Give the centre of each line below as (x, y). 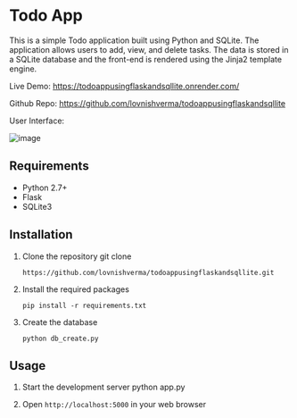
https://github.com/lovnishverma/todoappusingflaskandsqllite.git (148, 272)
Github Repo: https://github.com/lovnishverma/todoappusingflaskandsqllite (148, 103)
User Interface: (37, 121)
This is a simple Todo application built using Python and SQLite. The (134, 40)
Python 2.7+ (45, 188)
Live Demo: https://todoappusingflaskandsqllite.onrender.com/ (124, 86)
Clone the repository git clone (77, 256)
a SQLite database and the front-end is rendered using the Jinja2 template (146, 59)
